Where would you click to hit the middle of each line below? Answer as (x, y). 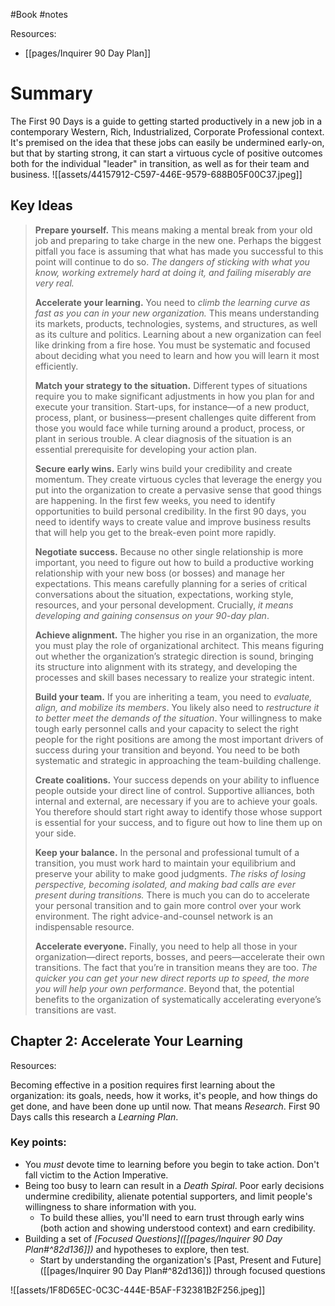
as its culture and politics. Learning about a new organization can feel (178, 334)
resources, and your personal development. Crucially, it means (164, 605)
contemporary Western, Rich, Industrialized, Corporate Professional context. (167, 131)
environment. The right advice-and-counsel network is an (153, 916)
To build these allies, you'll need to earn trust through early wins (172, 1217)
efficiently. (56, 366)
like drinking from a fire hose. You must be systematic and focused (172, 345)
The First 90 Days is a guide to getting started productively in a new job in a (166, 121)
